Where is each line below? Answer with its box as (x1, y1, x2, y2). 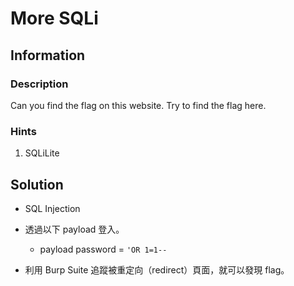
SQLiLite (24, 147, 60, 159)
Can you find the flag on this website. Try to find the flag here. (10, 99, 267, 111)
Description (10, 77, 69, 91)
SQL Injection (24, 202, 81, 214)
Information (10, 47, 86, 64)
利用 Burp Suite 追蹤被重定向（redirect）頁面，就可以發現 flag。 (24, 263, 290, 276)
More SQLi (10, 7, 99, 30)
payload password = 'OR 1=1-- (39, 243, 168, 255)
